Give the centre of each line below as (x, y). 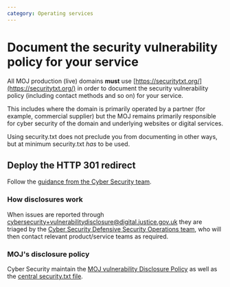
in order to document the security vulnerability (143, 88)
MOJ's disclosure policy (48, 254)
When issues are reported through (56, 214)
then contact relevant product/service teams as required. (88, 236)
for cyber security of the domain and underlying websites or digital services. (115, 123)
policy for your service (73, 62)
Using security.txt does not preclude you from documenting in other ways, (112, 136)
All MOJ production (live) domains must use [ (71, 81)
